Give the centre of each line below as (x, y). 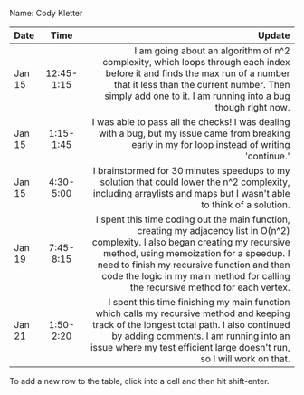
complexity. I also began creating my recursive (191, 242)
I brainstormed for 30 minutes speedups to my (191, 171)
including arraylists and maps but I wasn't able (192, 193)
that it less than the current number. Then (202, 85)
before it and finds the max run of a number (198, 73)
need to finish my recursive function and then (194, 265)
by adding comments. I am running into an (201, 336)
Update (274, 35)
